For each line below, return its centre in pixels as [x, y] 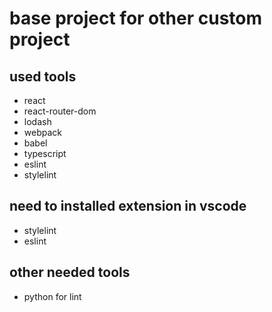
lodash [37, 121]
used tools [43, 76]
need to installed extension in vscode [128, 206]
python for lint [52, 296]
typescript [45, 153]
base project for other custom [136, 18]
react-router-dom [60, 111]
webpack [42, 132]
